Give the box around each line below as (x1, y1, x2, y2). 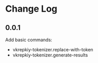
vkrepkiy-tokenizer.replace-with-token (12, 47, 93, 52)
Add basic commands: (5, 37, 52, 43)
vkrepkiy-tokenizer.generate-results (12, 52, 88, 58)
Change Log (5, 3, 57, 15)
